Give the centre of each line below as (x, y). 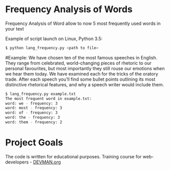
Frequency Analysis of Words (69, 9)
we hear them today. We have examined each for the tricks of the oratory (82, 74)
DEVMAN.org (47, 162)
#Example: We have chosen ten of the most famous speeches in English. (81, 57)
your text (15, 28)
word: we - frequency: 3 (31, 103)
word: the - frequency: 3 (32, 118)
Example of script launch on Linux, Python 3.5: (54, 39)
